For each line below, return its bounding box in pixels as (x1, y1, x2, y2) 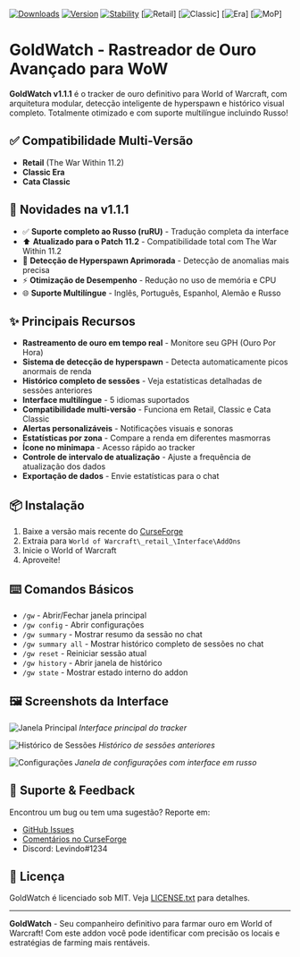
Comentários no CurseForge (21, 833, 127, 844)
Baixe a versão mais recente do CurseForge (21, 526, 184, 537)
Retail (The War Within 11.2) (21, 157, 125, 167)
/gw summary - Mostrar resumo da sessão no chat (21, 629, 203, 639)
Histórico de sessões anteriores (97, 739, 216, 750)
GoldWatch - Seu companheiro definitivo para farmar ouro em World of (9, 919, 272, 929)
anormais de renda (21, 366, 92, 377)
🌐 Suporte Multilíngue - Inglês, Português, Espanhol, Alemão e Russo (21, 287, 281, 298)
